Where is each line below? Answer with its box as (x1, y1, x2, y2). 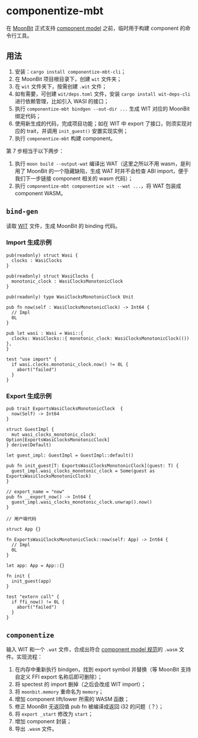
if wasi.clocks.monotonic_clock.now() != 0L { (11, 361, 129, 368)
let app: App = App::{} (6, 563, 65, 569)
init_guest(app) (11, 578, 52, 584)
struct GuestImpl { (6, 426, 55, 433)
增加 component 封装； (14, 717, 72, 725)
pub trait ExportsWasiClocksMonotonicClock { (6, 406, 123, 412)
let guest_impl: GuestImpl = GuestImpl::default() (6, 452, 134, 458)
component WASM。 (14, 189, 66, 197)
